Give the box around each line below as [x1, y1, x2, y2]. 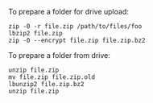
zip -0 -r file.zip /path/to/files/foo [8, 23, 143, 31]
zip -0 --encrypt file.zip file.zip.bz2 [8, 36, 147, 44]
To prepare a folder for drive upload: [8, 7, 129, 16]
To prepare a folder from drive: [8, 51, 111, 60]
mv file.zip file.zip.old [8, 73, 95, 81]
